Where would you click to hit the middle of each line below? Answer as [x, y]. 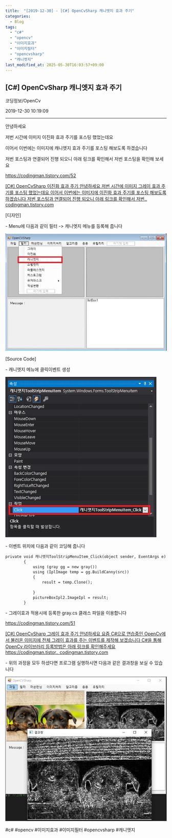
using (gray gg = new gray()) [65, 567]
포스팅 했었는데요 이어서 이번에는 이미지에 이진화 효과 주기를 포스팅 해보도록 [91, 192]
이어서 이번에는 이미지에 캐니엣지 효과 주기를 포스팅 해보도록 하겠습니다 [76, 148]
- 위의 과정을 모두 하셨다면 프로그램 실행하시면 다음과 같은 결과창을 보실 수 [79, 662]
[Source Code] [21, 359]
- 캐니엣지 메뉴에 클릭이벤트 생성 [38, 369]
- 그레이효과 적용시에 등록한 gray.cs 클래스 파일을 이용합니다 [66, 613]
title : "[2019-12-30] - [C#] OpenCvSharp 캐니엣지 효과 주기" [70, 11]
